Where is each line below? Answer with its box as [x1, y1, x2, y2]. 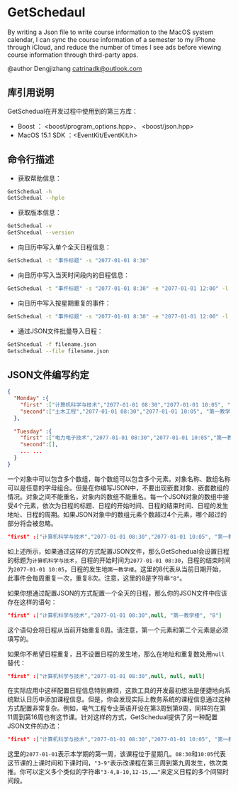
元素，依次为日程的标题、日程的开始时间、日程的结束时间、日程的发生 [23, 501, 229, 510]
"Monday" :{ [13, 395, 50, 402]
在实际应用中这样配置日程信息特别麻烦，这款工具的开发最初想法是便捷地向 [7, 687, 225, 695]
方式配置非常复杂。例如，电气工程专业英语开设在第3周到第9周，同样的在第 [7, 704, 227, 713]
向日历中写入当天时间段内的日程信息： [17, 271, 130, 279]
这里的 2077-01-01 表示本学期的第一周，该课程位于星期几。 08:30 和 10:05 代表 [7, 750, 227, 758]
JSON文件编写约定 [7, 369, 90, 381]
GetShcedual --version [7, 229, 74, 237]
